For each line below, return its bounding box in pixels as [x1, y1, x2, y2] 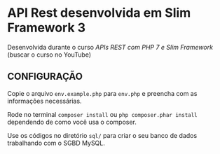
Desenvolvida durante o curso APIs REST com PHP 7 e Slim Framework [7, 43, 214, 51]
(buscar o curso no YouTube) [7, 50, 92, 59]
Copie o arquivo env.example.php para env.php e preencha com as [7, 89, 198, 97]
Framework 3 [7, 20, 86, 36]
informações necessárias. [7, 97, 82, 105]
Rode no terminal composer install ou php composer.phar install [7, 110, 198, 118]
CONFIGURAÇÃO [7, 71, 83, 83]
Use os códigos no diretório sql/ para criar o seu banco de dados [7, 131, 198, 139]
